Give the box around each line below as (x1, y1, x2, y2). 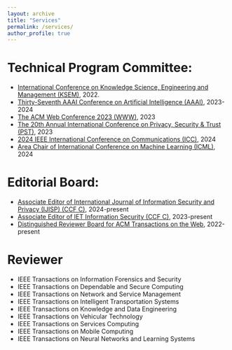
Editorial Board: (7, 174, 100, 190)
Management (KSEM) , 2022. (17, 90, 100, 99)
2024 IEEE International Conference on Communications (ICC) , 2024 (17, 135, 216, 143)
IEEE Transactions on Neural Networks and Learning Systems (17, 335, 196, 343)
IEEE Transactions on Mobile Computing (17, 327, 134, 336)
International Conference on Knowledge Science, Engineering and (17, 83, 209, 92)
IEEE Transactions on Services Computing (17, 320, 139, 328)
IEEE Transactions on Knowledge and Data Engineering (17, 305, 177, 314)
